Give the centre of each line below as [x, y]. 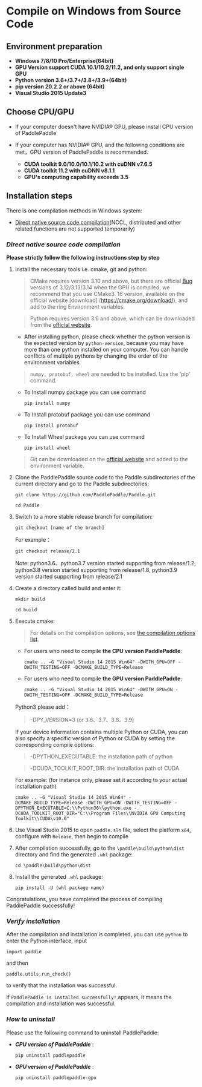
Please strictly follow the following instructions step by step [83, 257]
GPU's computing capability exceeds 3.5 [76, 177]
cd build [26, 609]
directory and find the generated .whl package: [74, 854]
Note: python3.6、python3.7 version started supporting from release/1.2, [105, 563]
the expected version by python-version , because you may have [104, 343]
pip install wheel [47, 448]
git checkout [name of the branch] [60, 528]
